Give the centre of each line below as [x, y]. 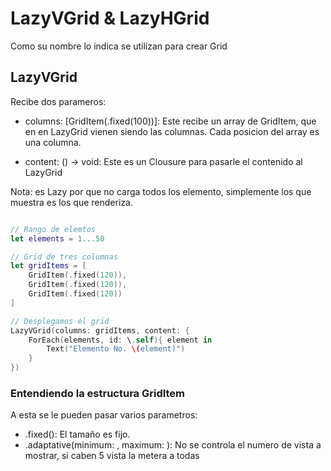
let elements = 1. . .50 [57, 238]
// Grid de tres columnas [64, 257]
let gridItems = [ [48, 266]
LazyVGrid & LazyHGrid [110, 18]
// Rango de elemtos [53, 229]
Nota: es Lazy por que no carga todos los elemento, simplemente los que [161, 191]
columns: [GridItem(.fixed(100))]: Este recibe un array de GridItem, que [170, 121]
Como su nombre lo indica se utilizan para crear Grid [119, 46]
